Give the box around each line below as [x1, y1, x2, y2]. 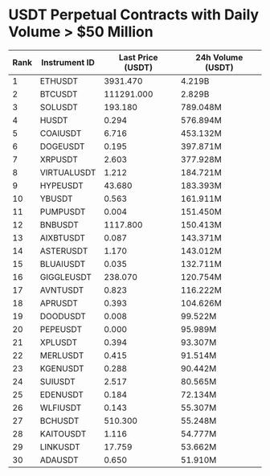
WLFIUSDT [39, 402, 82, 413]
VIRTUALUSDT [39, 166, 96, 178]
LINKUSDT [39, 441, 80, 452]
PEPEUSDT [39, 323, 83, 334]
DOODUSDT [39, 310, 87, 322]
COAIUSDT [39, 127, 82, 138]
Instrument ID [41, 56, 95, 68]
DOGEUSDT [39, 141, 85, 152]
